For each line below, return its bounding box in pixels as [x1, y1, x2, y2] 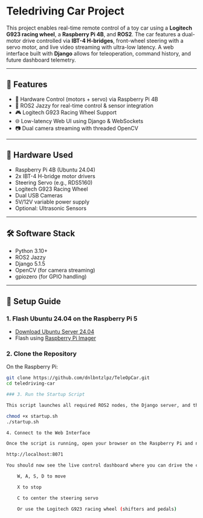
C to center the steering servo [17, 495, 98, 501]
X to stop [17, 484, 42, 490]
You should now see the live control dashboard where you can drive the [6, 462, 193, 468]
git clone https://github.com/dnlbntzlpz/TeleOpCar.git [6, 375, 150, 381]
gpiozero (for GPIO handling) [14, 273, 87, 280]
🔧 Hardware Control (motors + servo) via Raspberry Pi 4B [14, 95, 158, 103]
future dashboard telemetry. [6, 56, 77, 63]
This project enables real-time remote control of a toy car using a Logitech [6, 24, 192, 31]
